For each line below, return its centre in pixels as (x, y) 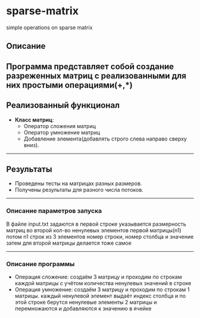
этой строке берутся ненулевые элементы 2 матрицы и (86, 302)
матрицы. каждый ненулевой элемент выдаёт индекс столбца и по (100, 295)
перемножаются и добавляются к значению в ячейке (83, 308)
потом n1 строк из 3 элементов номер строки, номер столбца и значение (100, 236)
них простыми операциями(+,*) (69, 85)
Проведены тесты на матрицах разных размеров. (78, 183)
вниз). (32, 145)
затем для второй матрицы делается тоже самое (69, 243)
